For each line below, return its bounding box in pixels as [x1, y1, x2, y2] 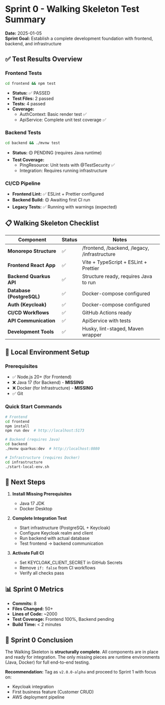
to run [82, 279, 96, 286]
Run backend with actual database [19, 536, 90, 541]
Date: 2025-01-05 [5, 30, 42, 36]
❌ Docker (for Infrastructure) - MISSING [12, 385, 93, 391]
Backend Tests [5, 129, 41, 136]
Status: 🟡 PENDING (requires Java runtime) [12, 149, 102, 156]
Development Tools [7, 328, 54, 335]
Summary [5, 14, 46, 25]
